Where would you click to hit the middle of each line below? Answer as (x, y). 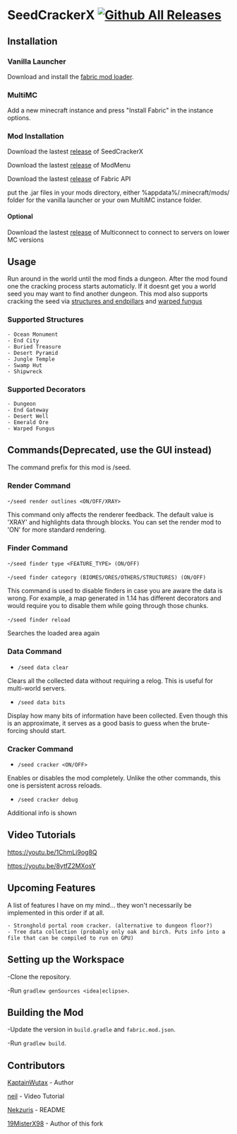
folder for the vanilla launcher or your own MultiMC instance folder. (105, 200)
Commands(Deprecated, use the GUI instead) (110, 450)
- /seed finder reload (39, 619)
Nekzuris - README (36, 1110)
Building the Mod (45, 1012)
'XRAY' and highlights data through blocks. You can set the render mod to (114, 522)
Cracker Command (41, 749)
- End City (23, 340)
